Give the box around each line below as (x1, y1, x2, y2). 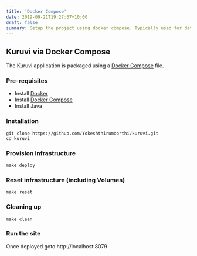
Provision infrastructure (6, 149, 76, 157)
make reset (6, 189, 33, 195)
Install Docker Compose (14, 96, 73, 103)
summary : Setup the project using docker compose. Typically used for (6, 25, 182, 31)
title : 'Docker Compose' (6, 8, 67, 15)
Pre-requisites (6, 77, 48, 85)
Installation (6, 117, 39, 125)
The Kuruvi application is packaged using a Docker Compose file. (6, 62, 164, 69)
